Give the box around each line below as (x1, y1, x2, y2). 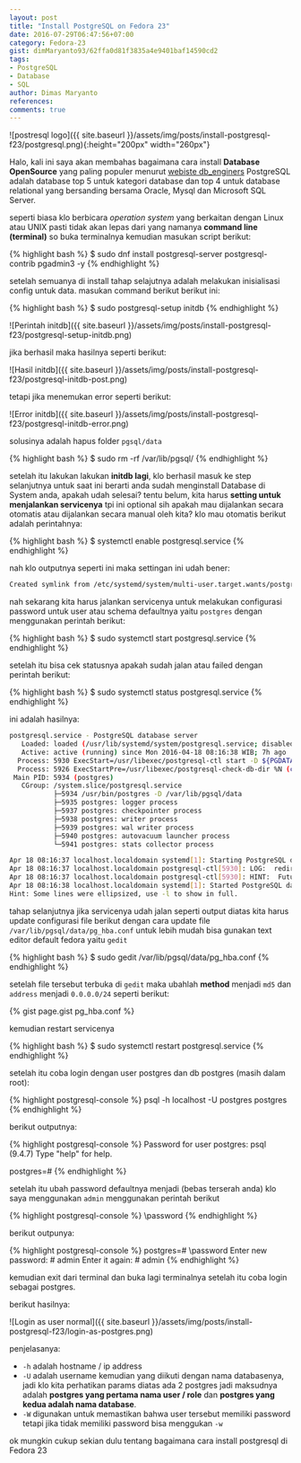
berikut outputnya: (9, 1121, 78, 1132)
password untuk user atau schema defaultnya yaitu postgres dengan (9, 606, 262, 616)
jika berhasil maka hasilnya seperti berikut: (9, 347, 168, 358)
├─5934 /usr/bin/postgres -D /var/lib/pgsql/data (53, 790, 243, 799)
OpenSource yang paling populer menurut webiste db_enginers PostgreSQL (9, 166, 291, 177)
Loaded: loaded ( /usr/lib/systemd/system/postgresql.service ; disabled (21, 740, 295, 749)
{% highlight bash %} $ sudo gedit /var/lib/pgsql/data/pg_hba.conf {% (9, 952, 270, 962)
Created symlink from (9, 581, 90, 590)
